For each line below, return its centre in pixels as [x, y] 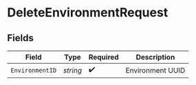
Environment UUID [155, 70]
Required [104, 57]
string [73, 70]
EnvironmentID [34, 70]
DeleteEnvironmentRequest [88, 13]
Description [155, 57]
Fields [21, 38]
